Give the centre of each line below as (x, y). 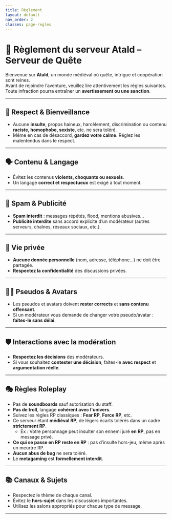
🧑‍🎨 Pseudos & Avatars (41, 292)
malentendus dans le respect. (44, 141)
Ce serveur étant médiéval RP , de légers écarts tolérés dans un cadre (86, 420)
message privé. (37, 437)
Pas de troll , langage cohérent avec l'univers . (62, 409)
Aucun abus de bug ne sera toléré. (50, 453)
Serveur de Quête (44, 61)
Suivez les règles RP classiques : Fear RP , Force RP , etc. (72, 415)
